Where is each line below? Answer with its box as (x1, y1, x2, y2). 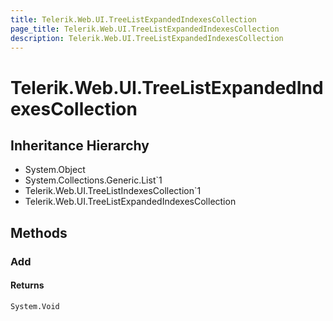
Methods (10, 224, 68, 241)
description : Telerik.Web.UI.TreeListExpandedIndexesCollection (10, 33, 284, 43)
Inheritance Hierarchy (10, 137, 150, 154)
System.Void (10, 301, 60, 311)
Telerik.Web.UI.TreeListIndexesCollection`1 (24, 185, 202, 197)
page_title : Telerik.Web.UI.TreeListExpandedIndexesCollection (10, 24, 280, 34)
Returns (10, 279, 45, 291)
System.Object (24, 164, 86, 176)
